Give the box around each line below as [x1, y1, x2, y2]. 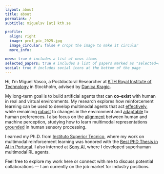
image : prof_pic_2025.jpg [9, 38, 62, 44]
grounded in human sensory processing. [5, 124, 87, 130]
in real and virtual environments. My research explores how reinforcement [5, 98, 154, 104]
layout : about [5, 7, 34, 12]
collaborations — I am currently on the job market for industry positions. [5, 164, 150, 170]
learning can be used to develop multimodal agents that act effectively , [5, 104, 148, 109]
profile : [5, 30, 23, 35]
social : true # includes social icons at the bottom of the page [5, 65, 141, 70]
